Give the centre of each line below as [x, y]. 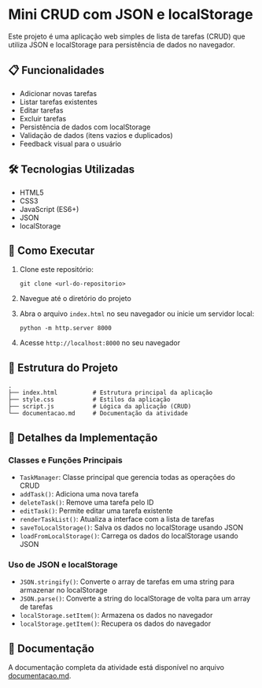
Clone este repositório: [57, 270]
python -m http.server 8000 [65, 329]
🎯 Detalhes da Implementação [83, 438]
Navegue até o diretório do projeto [75, 299]
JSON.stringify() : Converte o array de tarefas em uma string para [127, 582]
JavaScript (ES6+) [49, 209]
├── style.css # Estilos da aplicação [89, 400]
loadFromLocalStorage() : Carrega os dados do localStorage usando [129, 536]
